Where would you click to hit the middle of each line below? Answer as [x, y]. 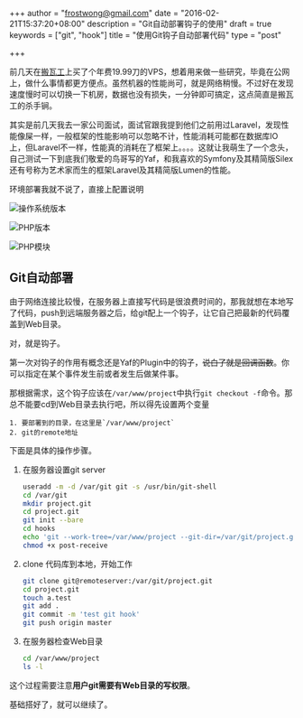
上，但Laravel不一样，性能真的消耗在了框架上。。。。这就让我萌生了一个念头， [151, 147]
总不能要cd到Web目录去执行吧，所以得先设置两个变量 [110, 404]
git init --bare [53, 520]
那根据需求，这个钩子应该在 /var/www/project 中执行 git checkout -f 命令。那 [151, 393]
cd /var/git [45, 495]
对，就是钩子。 [37, 343]
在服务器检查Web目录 [63, 641]
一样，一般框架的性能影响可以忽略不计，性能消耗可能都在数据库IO [156, 136]
